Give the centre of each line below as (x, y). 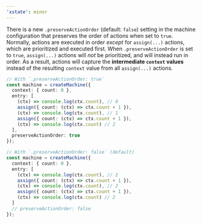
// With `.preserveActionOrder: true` (55, 79)
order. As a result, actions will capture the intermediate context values (95, 61)
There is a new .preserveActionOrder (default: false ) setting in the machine (101, 29)
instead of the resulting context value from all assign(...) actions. (90, 68)
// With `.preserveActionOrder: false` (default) (71, 153)
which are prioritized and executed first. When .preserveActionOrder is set (100, 49)
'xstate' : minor (27, 12)
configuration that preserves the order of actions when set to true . (90, 36)
